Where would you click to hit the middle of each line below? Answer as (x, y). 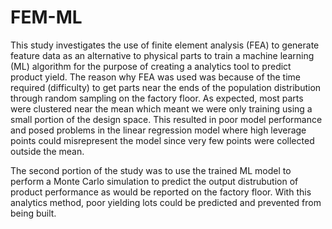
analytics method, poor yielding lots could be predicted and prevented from (166, 202)
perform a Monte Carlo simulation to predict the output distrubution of (154, 181)
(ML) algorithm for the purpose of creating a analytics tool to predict (151, 66)
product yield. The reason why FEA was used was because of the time (155, 77)
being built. (33, 213)
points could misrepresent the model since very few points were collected (162, 140)
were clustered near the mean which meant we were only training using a (161, 108)
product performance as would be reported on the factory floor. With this (161, 192)
